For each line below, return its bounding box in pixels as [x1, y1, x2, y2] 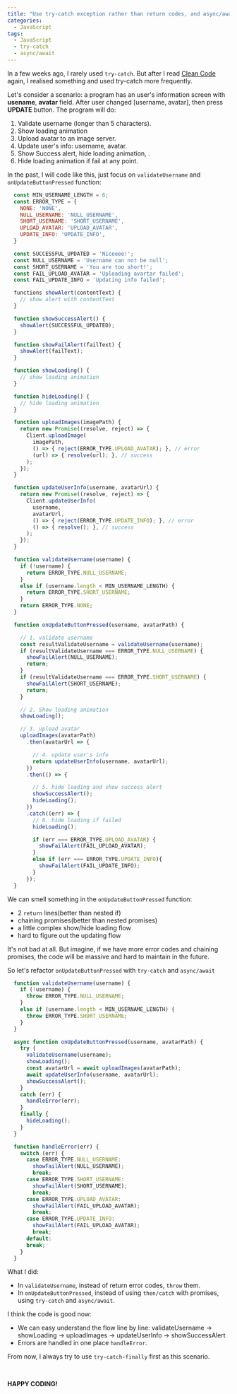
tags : [7, 30, 23, 37]
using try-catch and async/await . [17, 1296, 115, 1305]
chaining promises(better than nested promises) [17, 916, 158, 925]
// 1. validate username [20, 634, 93, 641]
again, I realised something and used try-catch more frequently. [7, 76, 193, 85]
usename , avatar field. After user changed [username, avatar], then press [7, 98, 224, 106]
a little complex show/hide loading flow [17, 923, 132, 932]
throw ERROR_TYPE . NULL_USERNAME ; [25, 992, 125, 1000]
